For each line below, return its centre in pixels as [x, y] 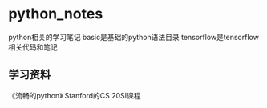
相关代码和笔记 [33, 47]
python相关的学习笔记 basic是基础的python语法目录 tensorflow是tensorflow [133, 37]
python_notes [56, 14]
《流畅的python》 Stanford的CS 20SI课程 [75, 95]
